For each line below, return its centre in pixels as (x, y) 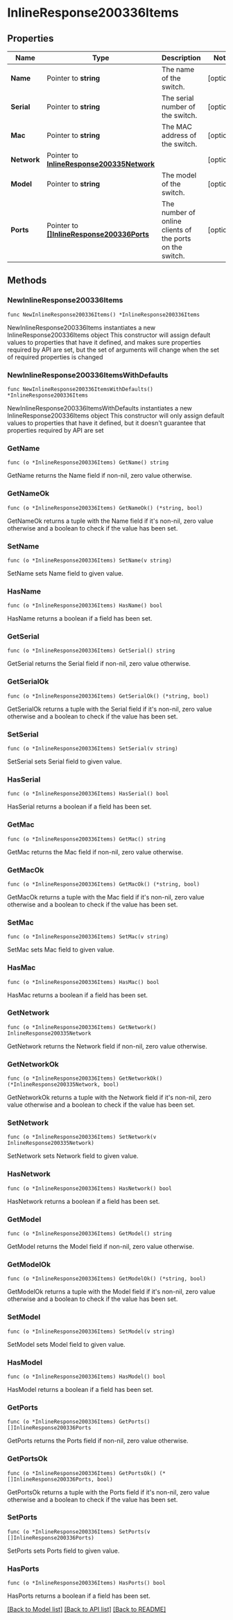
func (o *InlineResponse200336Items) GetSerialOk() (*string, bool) (108, 696)
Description (181, 58)
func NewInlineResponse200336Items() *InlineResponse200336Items (103, 314)
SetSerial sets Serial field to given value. (65, 761)
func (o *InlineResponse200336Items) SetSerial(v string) (93, 749)
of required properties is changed (55, 357)
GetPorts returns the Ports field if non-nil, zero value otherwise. (98, 1441)
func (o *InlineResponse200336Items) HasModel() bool (87, 1377)
